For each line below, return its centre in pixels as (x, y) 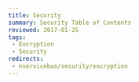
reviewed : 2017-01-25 (44, 30)
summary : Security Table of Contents (70, 23)
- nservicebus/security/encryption (69, 66)
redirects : (26, 59)
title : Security (35, 15)
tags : (17, 37)
